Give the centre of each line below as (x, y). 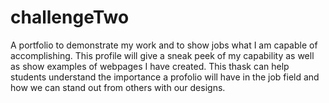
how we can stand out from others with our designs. (118, 87)
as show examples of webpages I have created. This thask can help (150, 66)
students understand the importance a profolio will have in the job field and (165, 77)
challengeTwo (70, 17)
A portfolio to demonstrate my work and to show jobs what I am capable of (164, 45)
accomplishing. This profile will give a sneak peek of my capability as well (162, 55)
